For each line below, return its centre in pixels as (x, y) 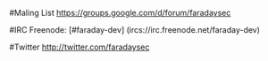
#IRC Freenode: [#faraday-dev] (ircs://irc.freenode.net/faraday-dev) (135, 30)
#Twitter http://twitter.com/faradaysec (80, 47)
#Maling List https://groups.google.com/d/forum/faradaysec (120, 13)
